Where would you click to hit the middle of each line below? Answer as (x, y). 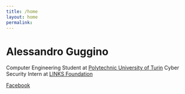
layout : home (22, 17)
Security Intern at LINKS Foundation (49, 74)
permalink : (19, 22)
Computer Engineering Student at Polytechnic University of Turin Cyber (92, 68)
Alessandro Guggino (57, 51)
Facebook (18, 85)
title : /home (22, 11)
